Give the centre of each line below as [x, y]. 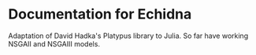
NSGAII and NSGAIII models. [54, 43]
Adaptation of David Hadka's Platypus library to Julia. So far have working [128, 36]
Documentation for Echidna [100, 14]
